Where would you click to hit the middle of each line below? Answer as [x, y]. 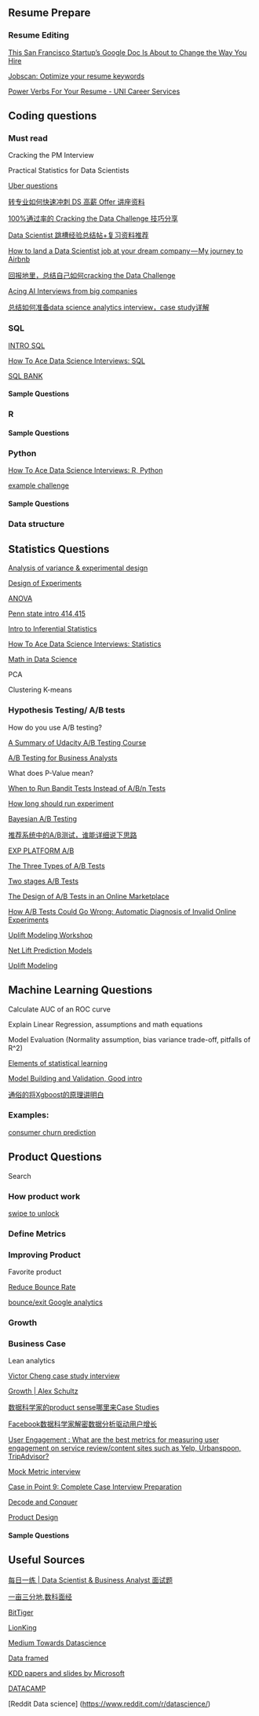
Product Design [33, 1517]
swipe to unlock [34, 1213]
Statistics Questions [59, 549]
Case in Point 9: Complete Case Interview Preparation [95, 1487]
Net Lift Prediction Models [50, 950]
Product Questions [55, 1157]
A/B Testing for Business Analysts [63, 758]
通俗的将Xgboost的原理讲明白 [56, 1094]
